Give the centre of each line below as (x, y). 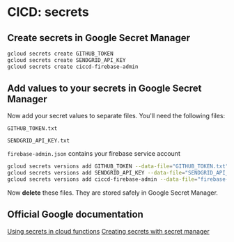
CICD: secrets (48, 12)
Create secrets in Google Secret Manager (99, 38)
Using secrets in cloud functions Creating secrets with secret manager (109, 231)
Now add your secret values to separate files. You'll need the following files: (116, 116)
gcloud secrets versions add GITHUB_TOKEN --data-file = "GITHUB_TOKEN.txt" (118, 167)
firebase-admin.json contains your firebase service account (94, 154)
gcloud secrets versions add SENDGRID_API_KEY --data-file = (96, 173)
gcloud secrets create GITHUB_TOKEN (60, 54)
